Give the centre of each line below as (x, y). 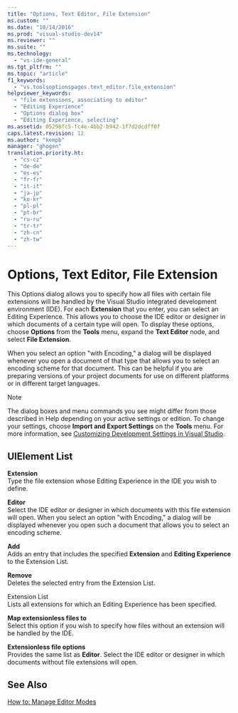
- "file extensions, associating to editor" (81, 100)
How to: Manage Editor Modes (52, 702)
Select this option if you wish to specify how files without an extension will (116, 626)
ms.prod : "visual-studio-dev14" (55, 34)
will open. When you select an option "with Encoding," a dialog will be (109, 518)
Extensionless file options (47, 647)
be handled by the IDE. (41, 633)
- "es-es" (28, 173)
